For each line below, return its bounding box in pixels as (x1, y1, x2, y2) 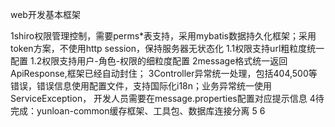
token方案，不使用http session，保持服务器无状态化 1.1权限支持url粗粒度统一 (10, 43, 325, 54)
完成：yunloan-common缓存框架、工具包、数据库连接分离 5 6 (10, 105, 266, 117)
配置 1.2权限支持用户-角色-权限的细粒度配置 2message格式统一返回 (10, 55, 288, 67)
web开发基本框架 (10, 9, 81, 20)
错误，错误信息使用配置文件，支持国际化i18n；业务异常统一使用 (10, 80, 273, 92)
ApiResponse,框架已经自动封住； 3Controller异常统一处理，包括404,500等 (10, 68, 318, 79)
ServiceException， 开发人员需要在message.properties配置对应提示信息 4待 (10, 93, 325, 104)
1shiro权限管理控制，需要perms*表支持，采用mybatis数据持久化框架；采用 (10, 30, 317, 42)
